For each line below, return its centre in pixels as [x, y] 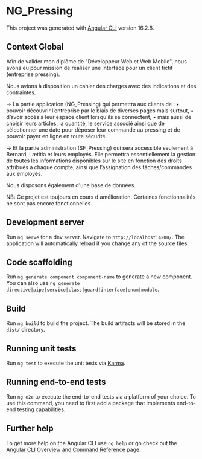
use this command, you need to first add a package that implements [91, 403]
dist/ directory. [26, 330]
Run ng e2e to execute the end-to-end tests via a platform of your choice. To [101, 396]
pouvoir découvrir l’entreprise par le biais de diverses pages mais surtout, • [100, 111]
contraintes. [21, 92]
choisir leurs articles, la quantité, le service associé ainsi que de [85, 123]
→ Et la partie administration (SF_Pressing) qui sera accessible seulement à [100, 148]
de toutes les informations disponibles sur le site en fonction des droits [94, 161]
